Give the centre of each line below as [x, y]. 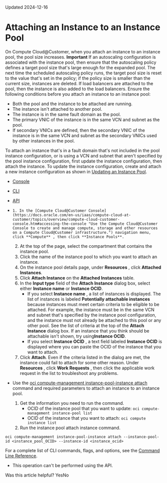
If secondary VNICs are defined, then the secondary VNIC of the [79, 130]
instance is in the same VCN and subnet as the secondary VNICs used [84, 135]
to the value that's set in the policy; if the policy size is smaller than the [78, 78]
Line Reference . [21, 456]
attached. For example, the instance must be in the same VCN [91, 310]
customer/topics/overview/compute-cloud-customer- [66, 219]
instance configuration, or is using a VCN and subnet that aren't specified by [84, 156]
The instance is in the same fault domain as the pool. [67, 114]
